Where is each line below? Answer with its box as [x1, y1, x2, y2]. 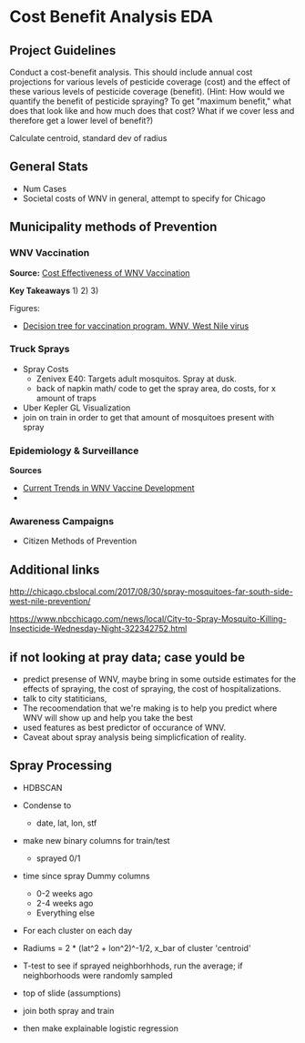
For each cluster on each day [22, 925, 133, 936]
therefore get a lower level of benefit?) [9, 116, 154, 126]
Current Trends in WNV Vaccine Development [22, 482, 195, 493]
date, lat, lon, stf [36, 817, 97, 828]
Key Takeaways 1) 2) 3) [9, 285, 99, 296]
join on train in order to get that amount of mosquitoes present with [22, 411, 275, 422]
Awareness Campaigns [9, 515, 115, 528]
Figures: [9, 302, 41, 313]
